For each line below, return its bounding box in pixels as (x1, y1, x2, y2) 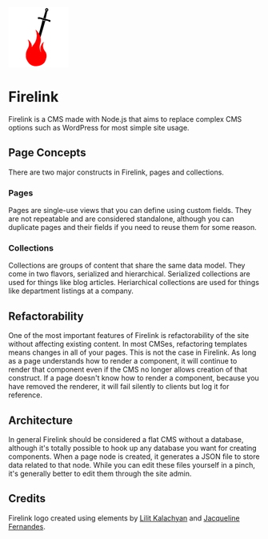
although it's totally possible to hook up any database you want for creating (8, 443, 258, 453)
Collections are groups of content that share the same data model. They (8, 260, 246, 271)
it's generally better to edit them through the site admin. (8, 469, 192, 478)
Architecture (8, 413, 74, 427)
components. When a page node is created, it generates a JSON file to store (8, 452, 260, 461)
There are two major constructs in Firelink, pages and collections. (8, 167, 224, 177)
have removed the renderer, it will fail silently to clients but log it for (8, 382, 230, 392)
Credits (8, 492, 46, 505)
